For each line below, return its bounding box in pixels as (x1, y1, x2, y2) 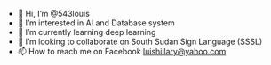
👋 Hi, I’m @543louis (17, 9, 91, 18)
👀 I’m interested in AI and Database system (17, 18, 175, 28)
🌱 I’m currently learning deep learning (17, 27, 156, 37)
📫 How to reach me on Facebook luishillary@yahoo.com (17, 47, 227, 56)
